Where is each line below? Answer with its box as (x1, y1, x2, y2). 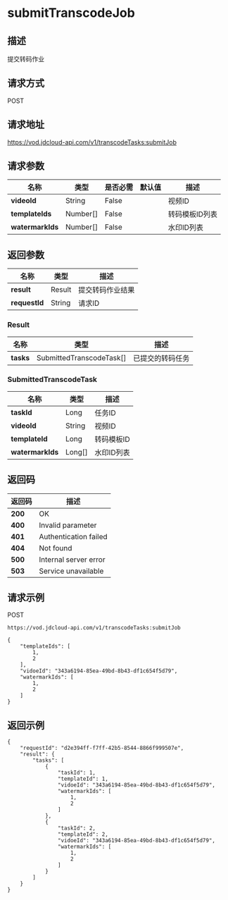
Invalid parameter (39, 520, 97, 530)
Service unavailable (39, 566, 104, 576)
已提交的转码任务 (133, 353, 190, 363)
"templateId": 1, (57, 775, 109, 783)
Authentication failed (39, 531, 108, 541)
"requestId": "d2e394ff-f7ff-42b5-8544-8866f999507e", (20, 745, 184, 752)
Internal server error (39, 555, 106, 565)
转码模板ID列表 (167, 209, 218, 219)
